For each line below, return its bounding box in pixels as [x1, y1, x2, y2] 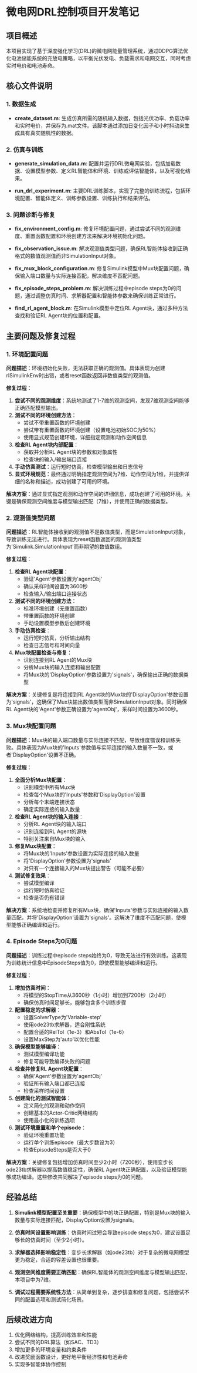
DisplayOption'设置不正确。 [12, 751, 79, 758]
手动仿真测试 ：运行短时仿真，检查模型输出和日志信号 [14, 463, 144, 470]
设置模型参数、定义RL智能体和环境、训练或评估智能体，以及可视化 [25, 167, 186, 174]
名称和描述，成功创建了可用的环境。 [25, 477, 113, 485]
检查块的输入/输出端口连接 [23, 456, 87, 463]
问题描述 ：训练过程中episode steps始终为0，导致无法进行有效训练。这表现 [6, 951, 188, 959]
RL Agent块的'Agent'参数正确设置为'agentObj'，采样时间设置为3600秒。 [6, 706, 182, 713]
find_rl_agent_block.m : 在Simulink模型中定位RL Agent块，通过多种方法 [14, 304, 188, 312]
